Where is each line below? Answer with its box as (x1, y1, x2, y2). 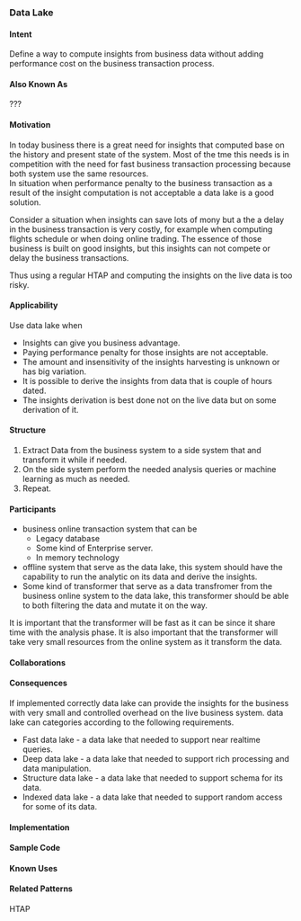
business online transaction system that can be (22, 523, 198, 534)
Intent (9, 29, 32, 40)
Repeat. (22, 483, 52, 494)
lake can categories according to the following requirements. (9, 717, 235, 728)
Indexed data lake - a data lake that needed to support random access (22, 791, 283, 802)
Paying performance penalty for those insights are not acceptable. (22, 346, 269, 357)
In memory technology (35, 552, 120, 563)
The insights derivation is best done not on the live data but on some (22, 394, 277, 406)
